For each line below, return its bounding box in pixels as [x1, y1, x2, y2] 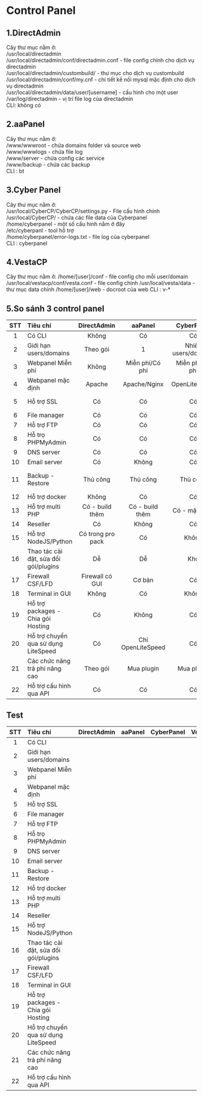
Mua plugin [127, 664, 159, 673]
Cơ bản [132, 576, 154, 585]
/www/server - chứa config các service [6, 154, 105, 162]
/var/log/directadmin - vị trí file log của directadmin [6, 95, 134, 102]
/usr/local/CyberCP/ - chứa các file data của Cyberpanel [6, 214, 147, 221]
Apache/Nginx [123, 380, 164, 388]
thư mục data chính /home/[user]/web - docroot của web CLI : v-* [6, 286, 171, 293]
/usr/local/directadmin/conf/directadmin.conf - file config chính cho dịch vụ [6, 57, 195, 64]
